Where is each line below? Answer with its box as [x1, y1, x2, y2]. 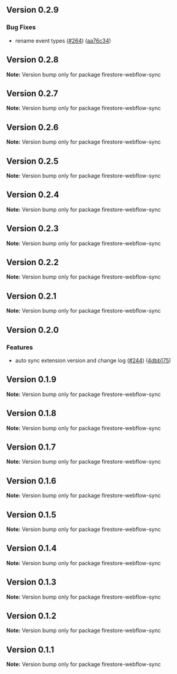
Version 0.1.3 [6, 577, 56, 588]
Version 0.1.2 [6, 611, 56, 621]
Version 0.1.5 [6, 509, 56, 519]
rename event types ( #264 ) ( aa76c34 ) [15, 36, 112, 44]
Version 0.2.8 [6, 55, 59, 65]
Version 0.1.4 [6, 543, 57, 554]
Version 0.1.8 [6, 408, 56, 419]
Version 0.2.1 [6, 291, 56, 301]
